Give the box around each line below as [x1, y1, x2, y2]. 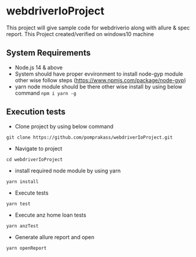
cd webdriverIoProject [6, 156, 63, 163]
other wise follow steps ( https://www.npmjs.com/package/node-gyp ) [14, 76, 186, 83]
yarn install [6, 178, 39, 184]
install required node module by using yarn [14, 167, 121, 174]
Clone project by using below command [14, 122, 114, 130]
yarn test [6, 201, 31, 207]
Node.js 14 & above [14, 64, 63, 71]
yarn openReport [6, 245, 47, 251]
